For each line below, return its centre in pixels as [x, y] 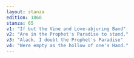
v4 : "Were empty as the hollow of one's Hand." [68, 46]
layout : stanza [25, 12]
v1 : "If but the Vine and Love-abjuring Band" [66, 29]
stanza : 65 [20, 23]
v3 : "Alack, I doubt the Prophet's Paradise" [65, 40]
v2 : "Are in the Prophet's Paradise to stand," [68, 34]
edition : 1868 [24, 18]
